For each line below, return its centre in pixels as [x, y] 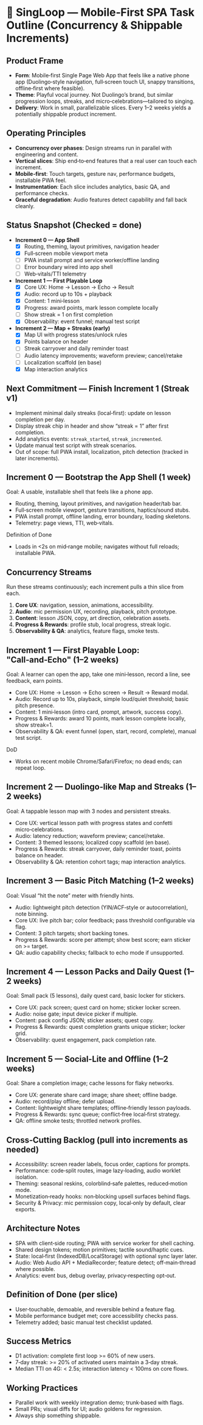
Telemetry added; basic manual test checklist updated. [84, 1322]
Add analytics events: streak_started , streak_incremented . [89, 439]
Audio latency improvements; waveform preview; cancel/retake [103, 355]
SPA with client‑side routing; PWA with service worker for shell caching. [105, 1243]
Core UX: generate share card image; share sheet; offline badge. [96, 1095]
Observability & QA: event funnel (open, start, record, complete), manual [105, 731]
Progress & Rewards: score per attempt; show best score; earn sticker [103, 939]
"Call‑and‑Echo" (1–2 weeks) [63, 660]
